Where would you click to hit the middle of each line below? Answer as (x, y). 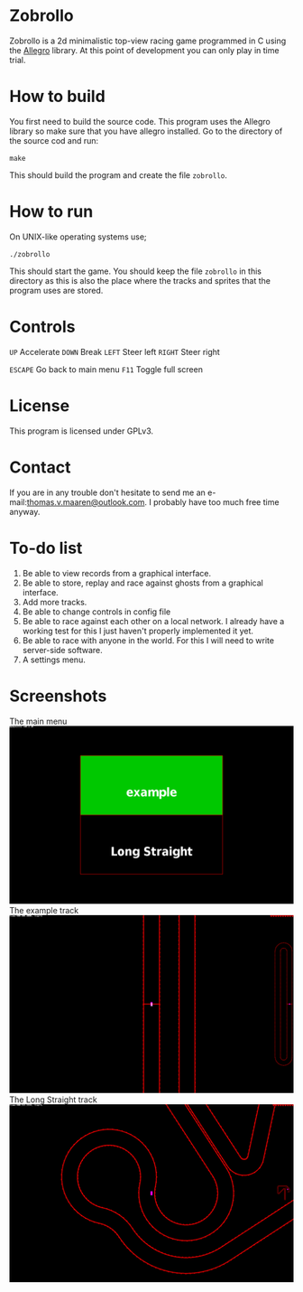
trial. (18, 60)
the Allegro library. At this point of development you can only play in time (144, 50)
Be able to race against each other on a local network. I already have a (153, 621)
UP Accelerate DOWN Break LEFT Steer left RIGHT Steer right (115, 351)
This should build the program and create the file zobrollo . (119, 175)
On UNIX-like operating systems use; (78, 237)
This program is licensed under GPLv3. (82, 431)
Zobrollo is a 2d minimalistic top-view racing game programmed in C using (148, 41)
